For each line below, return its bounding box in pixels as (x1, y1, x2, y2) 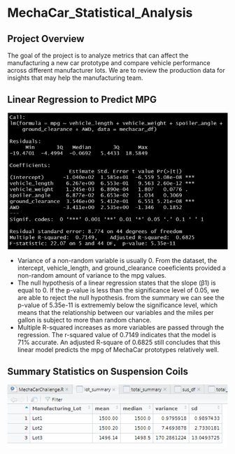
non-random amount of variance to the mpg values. (17, 271, 166, 279)
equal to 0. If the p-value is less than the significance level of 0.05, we (17, 285, 220, 295)
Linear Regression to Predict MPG (7, 94, 157, 106)
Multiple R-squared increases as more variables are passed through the (17, 323, 225, 332)
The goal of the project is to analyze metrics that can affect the (7, 51, 189, 59)
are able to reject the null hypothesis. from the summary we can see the (17, 293, 225, 302)
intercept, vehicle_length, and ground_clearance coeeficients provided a (17, 264, 226, 272)
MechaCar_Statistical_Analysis (7, 5, 193, 21)
